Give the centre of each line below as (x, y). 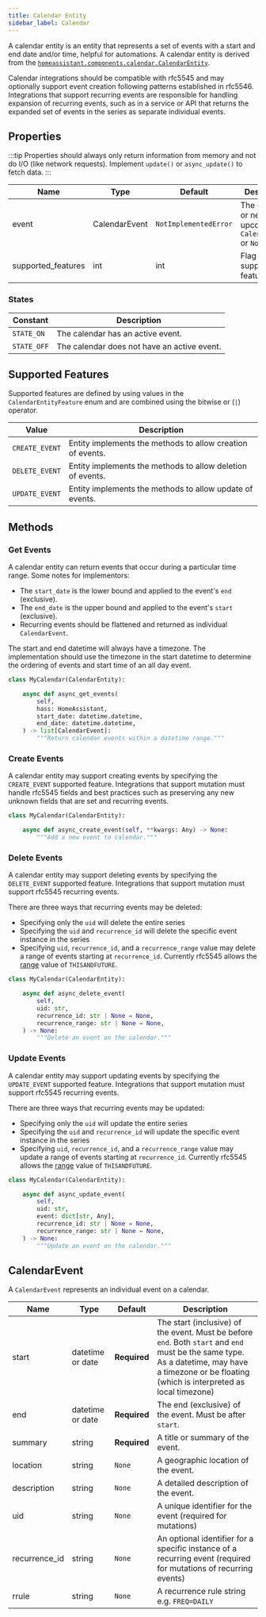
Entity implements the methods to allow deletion (158, 467)
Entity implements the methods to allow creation (158, 444)
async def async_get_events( (70, 694)
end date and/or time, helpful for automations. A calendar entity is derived (129, 54)
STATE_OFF (30, 346)
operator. (23, 410)
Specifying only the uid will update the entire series (104, 1123)
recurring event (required (204, 1558)
